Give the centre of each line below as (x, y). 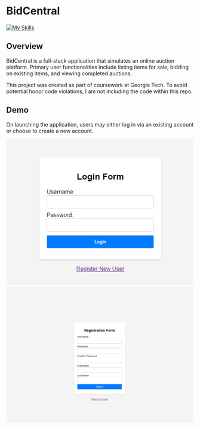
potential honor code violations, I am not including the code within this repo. (99, 91)
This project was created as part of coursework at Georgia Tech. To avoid (97, 85)
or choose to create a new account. (50, 131)
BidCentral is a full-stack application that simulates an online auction (90, 60)
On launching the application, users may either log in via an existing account (100, 124)
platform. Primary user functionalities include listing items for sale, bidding (98, 67)
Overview (25, 46)
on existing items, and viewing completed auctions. (69, 73)
